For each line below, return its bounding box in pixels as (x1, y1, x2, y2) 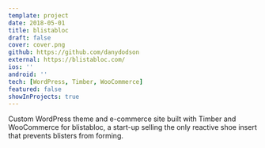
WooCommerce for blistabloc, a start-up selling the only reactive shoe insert (8, 123, 257, 132)
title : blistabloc (8, 26, 69, 34)
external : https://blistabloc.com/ (8, 56, 126, 64)
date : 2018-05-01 (8, 19, 66, 27)
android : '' (8, 70, 47, 78)
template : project (8, 11, 69, 20)
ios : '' (8, 63, 34, 71)
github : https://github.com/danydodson (8, 48, 140, 56)
